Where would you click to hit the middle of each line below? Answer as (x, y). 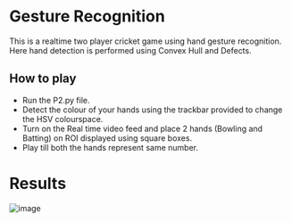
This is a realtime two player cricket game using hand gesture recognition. (146, 41)
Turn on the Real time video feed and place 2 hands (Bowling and (142, 128)
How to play (43, 79)
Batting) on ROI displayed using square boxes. (107, 138)
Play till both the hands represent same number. (110, 147)
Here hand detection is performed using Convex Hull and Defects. (130, 50)
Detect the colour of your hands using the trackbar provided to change (152, 110)
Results (38, 183)
